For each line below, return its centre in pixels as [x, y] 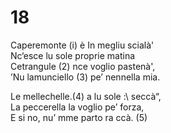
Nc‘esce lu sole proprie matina [73, 55]
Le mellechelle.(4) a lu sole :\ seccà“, [86, 96]
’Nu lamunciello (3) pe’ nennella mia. [85, 77]
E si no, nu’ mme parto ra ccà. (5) [79, 117]
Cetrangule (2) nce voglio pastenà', [83, 66]
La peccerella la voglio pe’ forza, [77, 107]
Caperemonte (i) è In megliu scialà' [82, 45]
